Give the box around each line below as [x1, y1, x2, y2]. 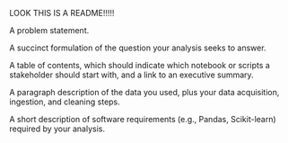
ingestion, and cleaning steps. [9, 96, 121, 107]
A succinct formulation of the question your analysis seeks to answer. [9, 42, 266, 53]
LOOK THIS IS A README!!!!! [9, 8, 115, 18]
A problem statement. [9, 25, 90, 35]
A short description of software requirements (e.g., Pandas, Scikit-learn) [9, 114, 276, 124]
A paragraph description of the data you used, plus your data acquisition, [9, 87, 280, 97]
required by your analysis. [9, 123, 106, 134]
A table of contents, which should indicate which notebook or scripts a [9, 60, 271, 70]
